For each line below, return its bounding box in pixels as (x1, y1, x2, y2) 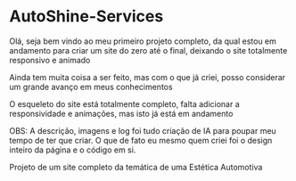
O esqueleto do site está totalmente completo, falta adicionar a (9, 98, 241, 109)
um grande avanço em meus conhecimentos (9, 81, 173, 92)
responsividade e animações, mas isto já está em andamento (9, 108, 234, 119)
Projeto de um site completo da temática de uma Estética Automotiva (9, 161, 263, 172)
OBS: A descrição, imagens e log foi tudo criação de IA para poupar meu (9, 125, 276, 136)
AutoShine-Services (9, 6, 164, 27)
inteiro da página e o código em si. (9, 144, 136, 155)
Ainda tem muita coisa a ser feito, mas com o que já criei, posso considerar (9, 71, 286, 82)
